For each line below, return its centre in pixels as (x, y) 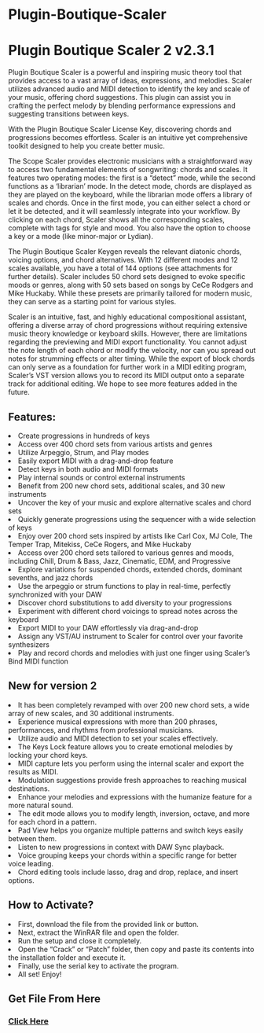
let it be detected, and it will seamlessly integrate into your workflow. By (125, 211)
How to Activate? (51, 905)
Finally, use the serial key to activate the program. (99, 965)
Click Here (28, 1021)
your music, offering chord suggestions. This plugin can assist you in (120, 97)
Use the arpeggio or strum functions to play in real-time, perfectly (125, 586)
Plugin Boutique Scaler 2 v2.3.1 (111, 51)
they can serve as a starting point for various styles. (92, 302)
